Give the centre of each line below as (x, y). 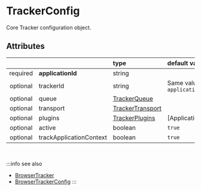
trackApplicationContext (73, 137)
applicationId (58, 73)
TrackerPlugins (134, 118)
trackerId (51, 86)
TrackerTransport (137, 108)
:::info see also (24, 164)
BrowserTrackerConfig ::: (45, 181)
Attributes (25, 46)
